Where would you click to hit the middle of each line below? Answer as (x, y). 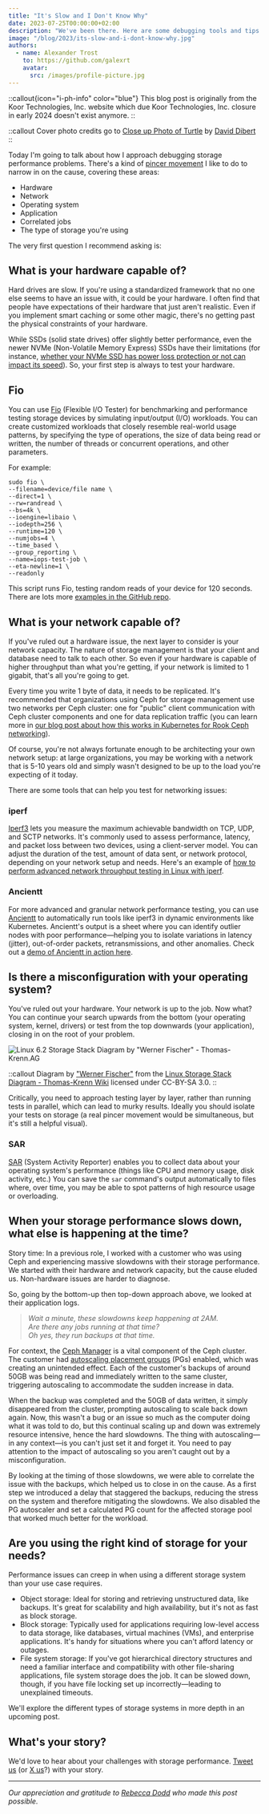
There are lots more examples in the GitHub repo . (90, 597)
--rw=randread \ (35, 503)
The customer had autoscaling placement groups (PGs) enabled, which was (133, 1359)
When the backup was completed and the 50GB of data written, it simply (128, 1400)
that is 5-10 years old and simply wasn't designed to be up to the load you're (134, 766)
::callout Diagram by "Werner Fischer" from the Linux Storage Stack (120, 1074)
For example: (30, 468)
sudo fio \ (26, 483)
